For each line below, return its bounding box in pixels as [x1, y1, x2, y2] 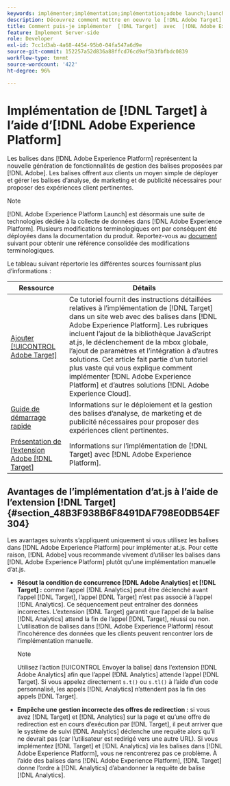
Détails [132, 283, 156, 293]
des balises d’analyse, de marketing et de [69, 409, 203, 418]
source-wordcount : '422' [7, 61, 78, 68]
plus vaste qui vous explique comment [69, 364, 193, 373]
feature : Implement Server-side [7, 29, 99, 36]
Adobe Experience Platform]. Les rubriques [69, 320, 209, 330]
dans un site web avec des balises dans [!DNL [69, 312, 218, 322]
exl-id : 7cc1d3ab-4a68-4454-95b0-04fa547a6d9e [7, 42, 142, 49]
